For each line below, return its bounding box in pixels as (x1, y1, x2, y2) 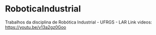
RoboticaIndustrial (5, 3, 81, 14)
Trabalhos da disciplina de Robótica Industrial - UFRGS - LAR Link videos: (5, 19, 152, 25)
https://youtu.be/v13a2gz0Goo (5, 24, 66, 30)
